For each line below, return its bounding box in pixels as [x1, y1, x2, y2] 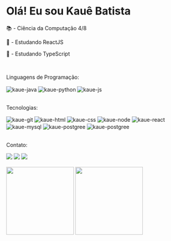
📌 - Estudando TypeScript [6, 50, 70, 57]
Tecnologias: [6, 104, 38, 111]
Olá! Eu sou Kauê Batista [6, 4, 131, 18]
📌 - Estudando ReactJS [6, 38, 64, 46]
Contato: [6, 141, 28, 148]
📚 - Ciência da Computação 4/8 [6, 24, 87, 31]
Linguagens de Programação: [6, 74, 79, 81]
